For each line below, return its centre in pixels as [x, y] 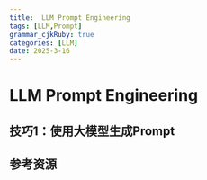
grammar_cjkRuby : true [52, 34]
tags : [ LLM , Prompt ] [46, 26]
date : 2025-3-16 [40, 51]
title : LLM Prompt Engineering [70, 18]
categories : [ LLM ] [44, 43]
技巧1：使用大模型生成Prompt [92, 131]
